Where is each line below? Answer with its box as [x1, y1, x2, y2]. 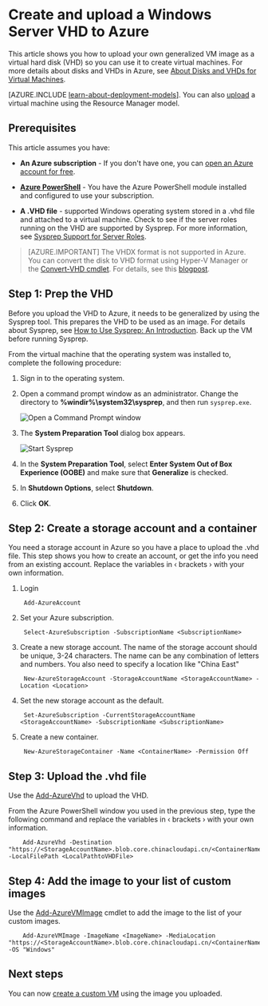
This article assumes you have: [8, 142, 110, 152]
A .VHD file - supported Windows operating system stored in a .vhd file [19, 206, 255, 216]
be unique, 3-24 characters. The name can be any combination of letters [19, 651, 259, 660]
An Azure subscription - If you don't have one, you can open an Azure [19, 158, 254, 168]
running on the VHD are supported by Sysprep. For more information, [19, 223, 248, 232]
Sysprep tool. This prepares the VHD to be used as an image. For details [8, 317, 246, 327]
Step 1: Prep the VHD [8, 287, 114, 301]
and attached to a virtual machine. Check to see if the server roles [19, 214, 238, 224]
